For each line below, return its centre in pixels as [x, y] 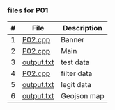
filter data [76, 73]
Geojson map [82, 96]
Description [82, 28]
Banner [72, 40]
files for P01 [28, 10]
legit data [76, 85]
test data [75, 62]
